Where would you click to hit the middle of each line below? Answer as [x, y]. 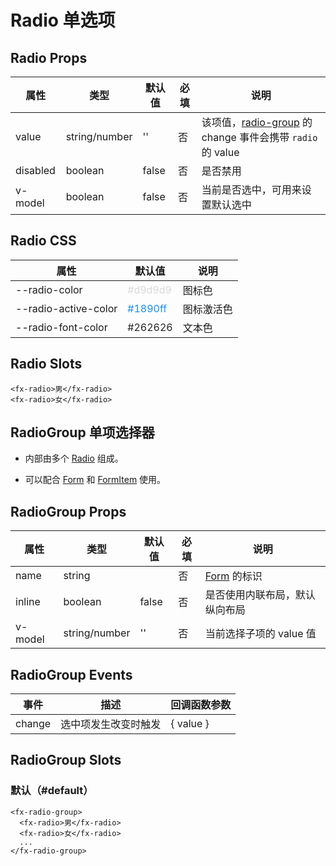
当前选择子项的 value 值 [260, 634]
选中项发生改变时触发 [111, 724]
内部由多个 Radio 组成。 [74, 458]
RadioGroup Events [71, 674]
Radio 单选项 [63, 20]
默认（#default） [52, 791]
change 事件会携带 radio [259, 137]
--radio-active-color [66, 308]
